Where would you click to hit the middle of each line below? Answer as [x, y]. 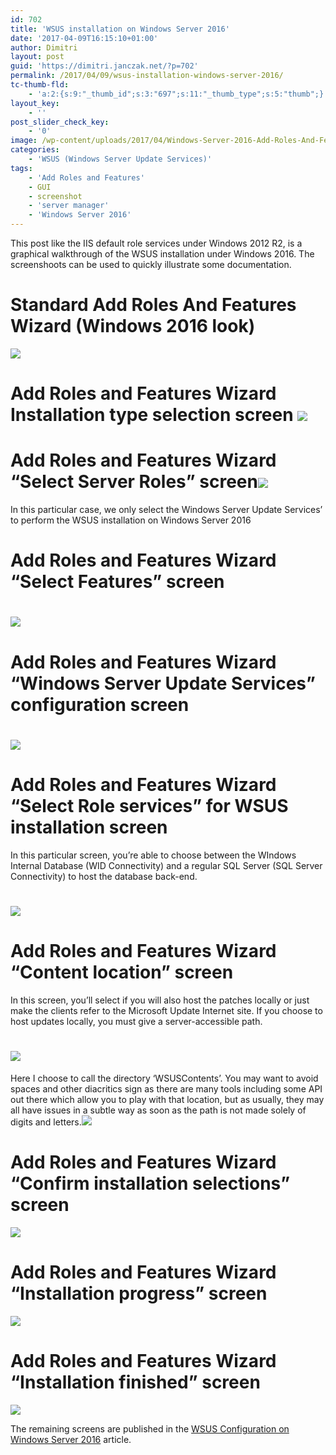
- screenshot [55, 196]
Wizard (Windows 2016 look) [133, 326]
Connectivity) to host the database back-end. [104, 876]
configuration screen [100, 704]
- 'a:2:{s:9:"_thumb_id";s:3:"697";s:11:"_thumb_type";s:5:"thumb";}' [178, 94]
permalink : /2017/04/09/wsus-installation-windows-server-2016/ [147, 76]
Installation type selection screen [152, 415]
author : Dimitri [44, 47]
